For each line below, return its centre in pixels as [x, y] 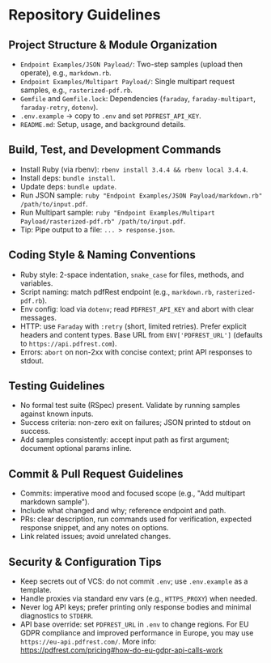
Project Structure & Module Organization [113, 45]
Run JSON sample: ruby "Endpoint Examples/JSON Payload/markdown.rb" [141, 195]
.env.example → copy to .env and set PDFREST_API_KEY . [110, 116]
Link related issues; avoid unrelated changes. [95, 537]
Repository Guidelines [85, 15]
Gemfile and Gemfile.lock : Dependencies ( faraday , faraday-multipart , [138, 98]
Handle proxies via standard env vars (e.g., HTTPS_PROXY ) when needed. [138, 599]
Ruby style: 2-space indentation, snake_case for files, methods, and [132, 274]
